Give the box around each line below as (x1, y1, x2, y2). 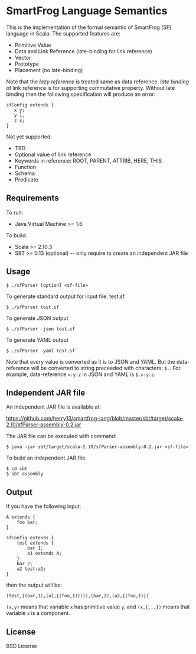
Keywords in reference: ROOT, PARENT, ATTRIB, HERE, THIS (14, 157, 162, 164)
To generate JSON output (6, 315, 68, 322)
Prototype (14, 60, 40, 67)
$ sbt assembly (6, 471, 44, 477)
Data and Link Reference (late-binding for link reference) (14, 47, 152, 54)
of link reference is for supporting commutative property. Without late (6, 84, 175, 91)
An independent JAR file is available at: (6, 403, 102, 410)
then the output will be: (6, 581, 63, 589)
